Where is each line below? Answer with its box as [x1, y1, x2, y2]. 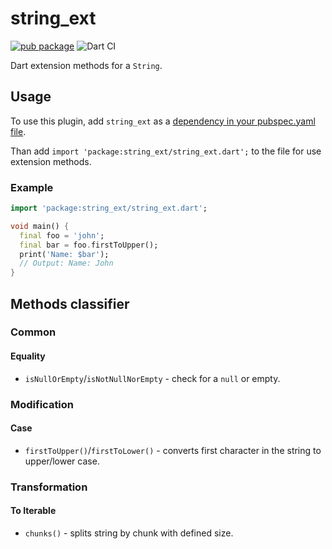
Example [10, 180, 54, 194]
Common [10, 325, 57, 339]
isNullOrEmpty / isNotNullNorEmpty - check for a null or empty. [24, 372, 281, 384]
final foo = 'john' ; [19, 230, 105, 241]
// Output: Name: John [19, 258, 114, 269]
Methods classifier [10, 295, 130, 312]
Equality [10, 350, 46, 362]
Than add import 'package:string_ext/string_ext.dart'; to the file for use [10, 145, 322, 157]
